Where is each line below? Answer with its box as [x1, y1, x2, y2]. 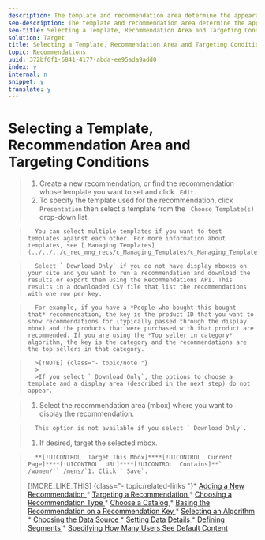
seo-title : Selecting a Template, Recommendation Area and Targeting [8, 26, 242, 34]
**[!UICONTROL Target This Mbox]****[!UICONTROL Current [35, 454, 233, 462]
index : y [8, 63, 37, 71]
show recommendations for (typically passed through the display [27, 318, 247, 326]
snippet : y [8, 77, 44, 85]
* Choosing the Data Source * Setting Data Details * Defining [27, 515, 225, 524]
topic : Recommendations [8, 48, 87, 56]
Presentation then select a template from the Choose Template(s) [39, 204, 255, 213]
